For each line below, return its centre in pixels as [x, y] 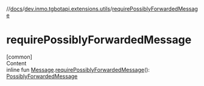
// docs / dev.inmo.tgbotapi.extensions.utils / [59, 9]
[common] [19, 57]
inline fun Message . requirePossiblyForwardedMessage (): [78, 70]
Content [16, 63]
